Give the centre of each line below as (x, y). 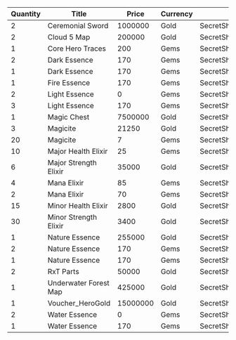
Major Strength (72, 163)
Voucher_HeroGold (79, 303)
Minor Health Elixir (78, 205)
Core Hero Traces (77, 48)
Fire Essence (69, 83)
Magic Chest (68, 117)
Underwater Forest (79, 283)
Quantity (26, 14)
